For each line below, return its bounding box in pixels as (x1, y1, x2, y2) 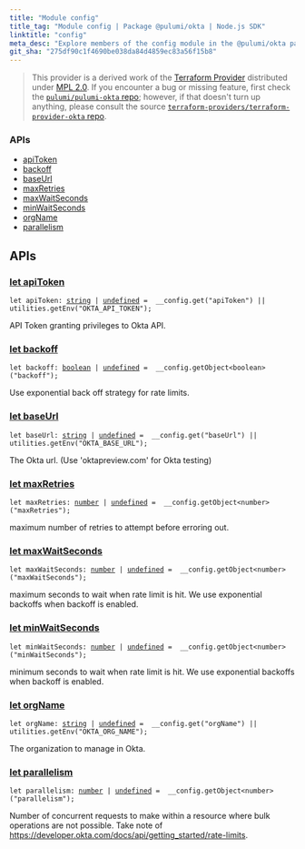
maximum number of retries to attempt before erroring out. (9, 522, 230, 532)
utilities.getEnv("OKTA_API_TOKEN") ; (9, 304, 152, 314)
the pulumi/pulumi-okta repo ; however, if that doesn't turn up (31, 92, 261, 103)
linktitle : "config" (9, 30, 88, 39)
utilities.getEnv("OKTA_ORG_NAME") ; (9, 727, 148, 736)
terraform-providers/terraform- (167, 103, 290, 112)
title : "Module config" (9, 13, 100, 23)
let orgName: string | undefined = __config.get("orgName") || (9, 719, 258, 728)
